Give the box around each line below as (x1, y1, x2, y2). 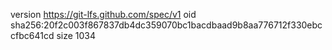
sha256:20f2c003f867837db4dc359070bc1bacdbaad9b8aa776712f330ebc (10, 19, 323, 31)
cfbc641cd (10, 30, 55, 41)
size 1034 (56, 30, 97, 41)
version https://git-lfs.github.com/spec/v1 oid (10, 9, 197, 20)
